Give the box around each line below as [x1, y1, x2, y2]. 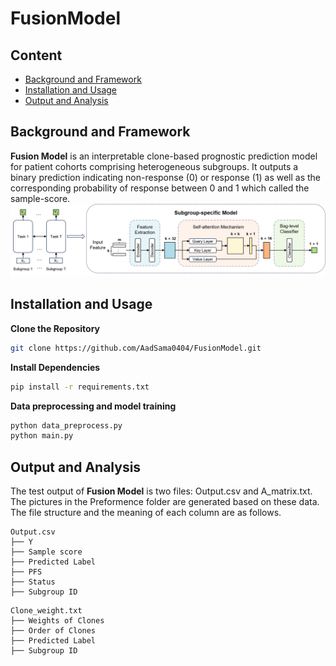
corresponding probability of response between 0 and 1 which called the [10, 182, 310, 194]
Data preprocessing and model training [10, 400, 177, 412]
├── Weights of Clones [10, 616, 105, 626]
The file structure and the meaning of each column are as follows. [10, 507, 282, 519]
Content [10, 47, 63, 64]
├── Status [10, 577, 56, 587]
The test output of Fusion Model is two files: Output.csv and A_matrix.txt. [10, 485, 313, 497]
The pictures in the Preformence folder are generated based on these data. [10, 496, 320, 508]
